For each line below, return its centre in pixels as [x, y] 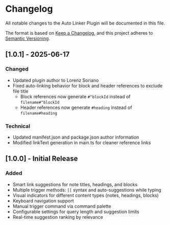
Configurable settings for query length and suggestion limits [76, 211]
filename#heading [39, 113]
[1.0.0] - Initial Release [42, 159]
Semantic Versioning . [28, 38]
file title [20, 91]
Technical [18, 126]
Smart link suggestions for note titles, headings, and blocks [75, 184]
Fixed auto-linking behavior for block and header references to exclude [88, 85]
